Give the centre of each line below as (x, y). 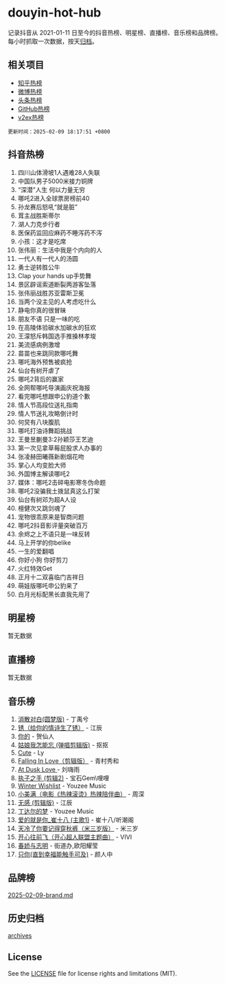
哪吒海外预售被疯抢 (45, 362)
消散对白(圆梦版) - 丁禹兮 (53, 719)
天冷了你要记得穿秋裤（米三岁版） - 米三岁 (78, 828)
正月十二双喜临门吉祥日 (51, 577)
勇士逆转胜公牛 (39, 267)
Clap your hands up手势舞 (55, 275)
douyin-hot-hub (55, 13)
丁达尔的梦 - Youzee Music (56, 811)
